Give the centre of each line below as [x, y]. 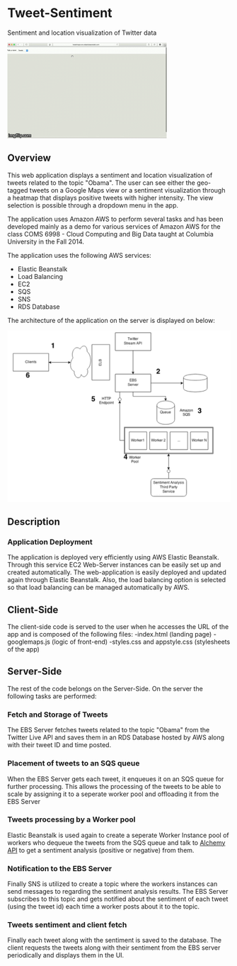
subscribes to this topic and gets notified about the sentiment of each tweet [118, 899]
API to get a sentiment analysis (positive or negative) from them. [101, 850]
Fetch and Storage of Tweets [58, 715]
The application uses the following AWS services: [80, 255]
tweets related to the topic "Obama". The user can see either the [102, 183]
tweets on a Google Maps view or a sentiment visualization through [127, 190]
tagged [18, 190]
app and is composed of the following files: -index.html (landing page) [110, 635]
